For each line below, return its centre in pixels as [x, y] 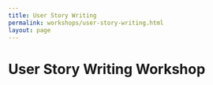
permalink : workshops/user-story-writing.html [86, 23]
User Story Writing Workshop [107, 69]
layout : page [30, 30]
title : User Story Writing [52, 15]
